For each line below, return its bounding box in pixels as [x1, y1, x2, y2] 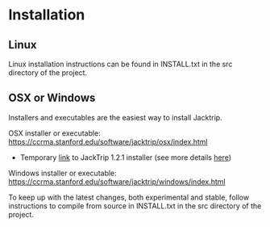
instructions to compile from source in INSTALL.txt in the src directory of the [8, 200, 262, 211]
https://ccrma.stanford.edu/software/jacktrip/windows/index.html [8, 176, 226, 187]
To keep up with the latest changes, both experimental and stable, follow [8, 192, 250, 202]
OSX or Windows [8, 91, 96, 105]
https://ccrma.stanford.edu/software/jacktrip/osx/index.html [8, 137, 208, 146]
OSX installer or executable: [8, 128, 101, 138]
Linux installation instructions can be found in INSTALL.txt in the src [8, 59, 233, 69]
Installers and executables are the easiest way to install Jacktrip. [8, 112, 223, 122]
